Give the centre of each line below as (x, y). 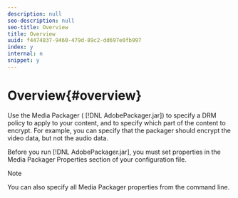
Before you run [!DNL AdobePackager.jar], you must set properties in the (114, 152)
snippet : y (24, 61)
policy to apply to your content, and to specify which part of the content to (117, 123)
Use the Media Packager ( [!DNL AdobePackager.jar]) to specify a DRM (112, 115)
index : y (20, 47)
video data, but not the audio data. (58, 138)
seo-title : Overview (38, 27)
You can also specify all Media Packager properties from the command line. (119, 187)
